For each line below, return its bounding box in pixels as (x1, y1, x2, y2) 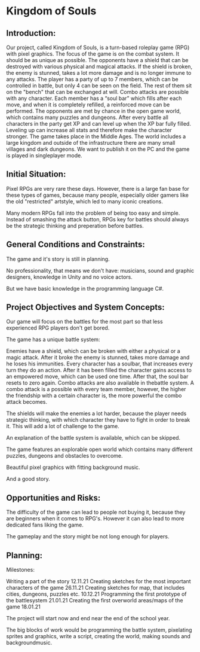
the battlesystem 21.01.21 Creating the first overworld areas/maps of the (6, 597, 183, 604)
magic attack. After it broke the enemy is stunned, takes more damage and (6, 354, 190, 361)
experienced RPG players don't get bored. (6, 324, 110, 331)
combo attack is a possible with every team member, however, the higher (6, 386, 186, 393)
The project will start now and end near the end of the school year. (6, 615, 170, 622)
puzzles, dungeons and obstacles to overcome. (6, 452, 124, 459)
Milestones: (6, 566, 35, 574)
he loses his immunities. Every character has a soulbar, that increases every (6, 360, 193, 367)
